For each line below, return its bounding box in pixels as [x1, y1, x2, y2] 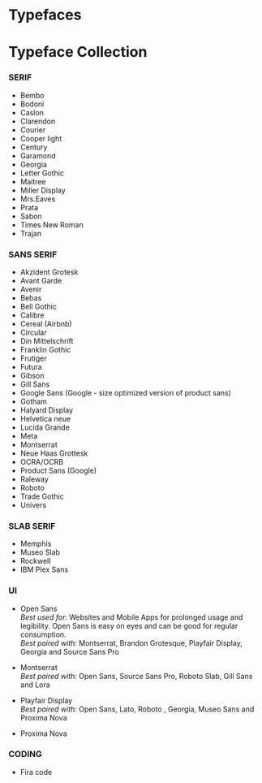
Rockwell [19, 556, 51, 566]
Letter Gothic [19, 168, 65, 178]
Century [19, 142, 48, 152]
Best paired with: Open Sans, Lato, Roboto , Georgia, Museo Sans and [19, 704, 255, 714]
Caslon [19, 107, 45, 117]
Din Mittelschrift [19, 335, 74, 346]
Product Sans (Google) [19, 465, 97, 475]
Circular [19, 327, 47, 337]
